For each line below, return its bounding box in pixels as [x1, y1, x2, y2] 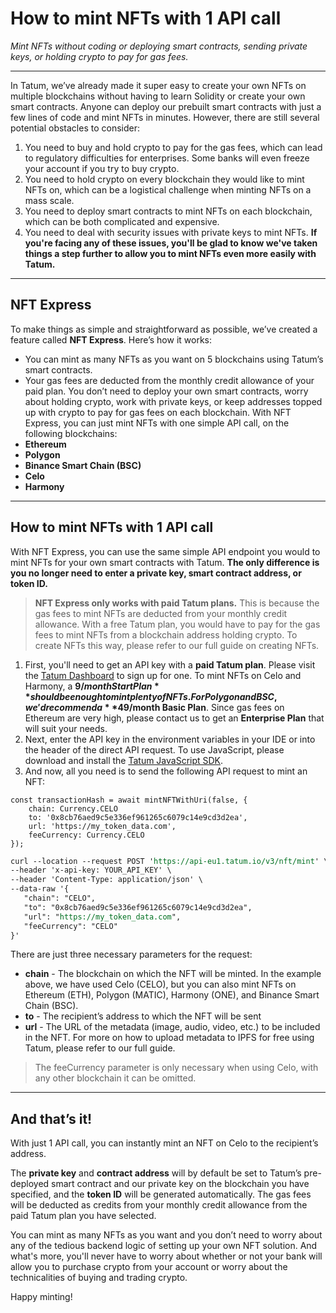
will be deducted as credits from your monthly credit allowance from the [10, 1199, 308, 1211]
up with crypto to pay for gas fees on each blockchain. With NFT [24, 406, 292, 418]
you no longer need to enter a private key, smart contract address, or [10, 567, 302, 579]
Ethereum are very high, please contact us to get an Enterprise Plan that [24, 712, 325, 724]
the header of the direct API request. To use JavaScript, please [24, 743, 285, 756]
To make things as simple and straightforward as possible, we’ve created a [10, 323, 318, 335]
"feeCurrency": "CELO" [23, 921, 118, 931]
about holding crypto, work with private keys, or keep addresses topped [24, 395, 323, 407]
